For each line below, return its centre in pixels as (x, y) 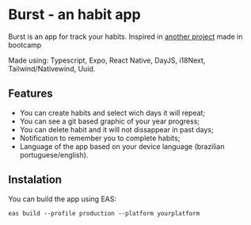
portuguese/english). (54, 154)
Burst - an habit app (74, 15)
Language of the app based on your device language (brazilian (122, 146)
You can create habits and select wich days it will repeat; (112, 113)
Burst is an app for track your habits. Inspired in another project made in (125, 36)
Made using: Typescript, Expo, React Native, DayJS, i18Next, (107, 60)
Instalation (35, 180)
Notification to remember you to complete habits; (100, 138)
